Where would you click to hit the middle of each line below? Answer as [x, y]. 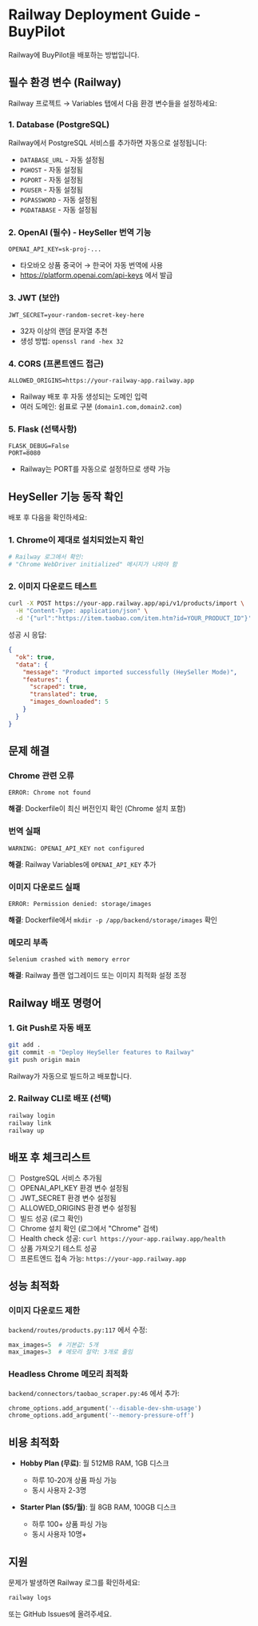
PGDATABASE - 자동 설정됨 [59, 210]
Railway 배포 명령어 [55, 1003]
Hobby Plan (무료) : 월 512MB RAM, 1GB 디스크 [94, 1463]
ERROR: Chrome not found [50, 793]
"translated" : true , [64, 694]
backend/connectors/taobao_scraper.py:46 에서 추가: [94, 1393]
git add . [25, 1044]
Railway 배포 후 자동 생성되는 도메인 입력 [83, 396]
